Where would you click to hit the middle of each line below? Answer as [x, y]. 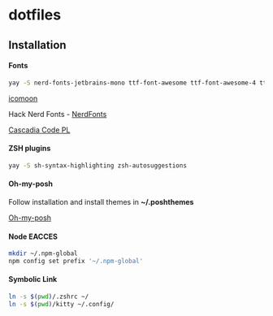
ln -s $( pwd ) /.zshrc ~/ [49, 297]
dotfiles [35, 15]
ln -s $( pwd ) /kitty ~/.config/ [61, 304]
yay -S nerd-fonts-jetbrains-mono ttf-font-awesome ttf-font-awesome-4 [132, 83]
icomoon [23, 98]
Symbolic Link [33, 279]
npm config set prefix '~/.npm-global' [76, 262]
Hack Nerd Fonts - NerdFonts [58, 114]
